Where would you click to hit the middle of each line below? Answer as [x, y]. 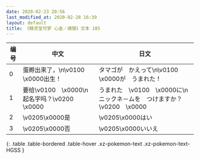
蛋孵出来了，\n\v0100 [54, 70]
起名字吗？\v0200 [48, 99]
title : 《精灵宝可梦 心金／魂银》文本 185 [53, 28]
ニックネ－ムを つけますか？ [140, 99]
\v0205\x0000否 [46, 129]
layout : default [26, 23]
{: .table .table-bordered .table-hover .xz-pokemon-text [74, 144]
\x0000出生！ [42, 79]
